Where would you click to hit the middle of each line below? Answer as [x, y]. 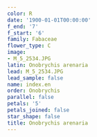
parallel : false [30, 98]
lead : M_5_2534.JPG [35, 71]
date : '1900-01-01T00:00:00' [49, 20]
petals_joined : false [38, 110]
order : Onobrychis [34, 91]
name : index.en [29, 84]
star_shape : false [34, 116]
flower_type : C [29, 46]
